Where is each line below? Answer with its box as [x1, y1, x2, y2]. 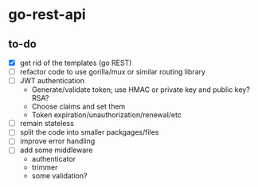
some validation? [31, 171, 88, 181]
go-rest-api [8, 6, 86, 24]
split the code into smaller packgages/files [19, 128, 159, 137]
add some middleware [19, 145, 93, 155]
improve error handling [19, 136, 96, 146]
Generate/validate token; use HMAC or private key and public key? [31, 85, 251, 94]
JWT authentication [19, 76, 85, 86]
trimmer [31, 162, 58, 172]
